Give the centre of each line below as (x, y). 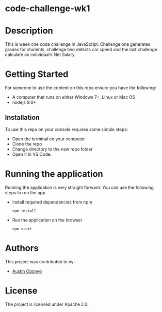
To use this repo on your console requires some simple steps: (66, 129)
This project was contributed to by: (40, 261)
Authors (22, 248)
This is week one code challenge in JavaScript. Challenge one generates (78, 44)
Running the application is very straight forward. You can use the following (80, 187)
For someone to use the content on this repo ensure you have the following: (81, 88)
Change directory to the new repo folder (52, 149)
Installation (22, 118)
